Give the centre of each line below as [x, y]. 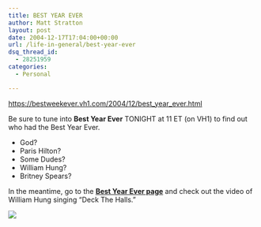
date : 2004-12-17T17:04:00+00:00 [63, 37]
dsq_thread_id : [33, 52]
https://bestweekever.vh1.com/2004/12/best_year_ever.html [106, 103]
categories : [28, 67]
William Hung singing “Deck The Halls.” [72, 199]
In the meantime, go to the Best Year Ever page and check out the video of [130, 191]
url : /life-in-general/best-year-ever [72, 45]
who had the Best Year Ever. [54, 127]
